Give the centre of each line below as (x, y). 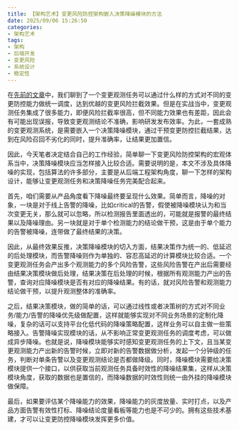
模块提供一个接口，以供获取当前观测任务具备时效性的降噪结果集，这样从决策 (119, 368)
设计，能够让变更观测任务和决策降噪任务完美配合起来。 (88, 181)
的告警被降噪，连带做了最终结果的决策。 (67, 231)
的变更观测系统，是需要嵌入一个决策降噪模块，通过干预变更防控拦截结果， (116, 130)
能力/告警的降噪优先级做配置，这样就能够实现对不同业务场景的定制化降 (120, 315)
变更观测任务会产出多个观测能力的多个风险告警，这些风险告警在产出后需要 (116, 264)
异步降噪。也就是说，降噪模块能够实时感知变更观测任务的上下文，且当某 (119, 341)
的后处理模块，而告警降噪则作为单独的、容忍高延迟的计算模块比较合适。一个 (119, 255)
